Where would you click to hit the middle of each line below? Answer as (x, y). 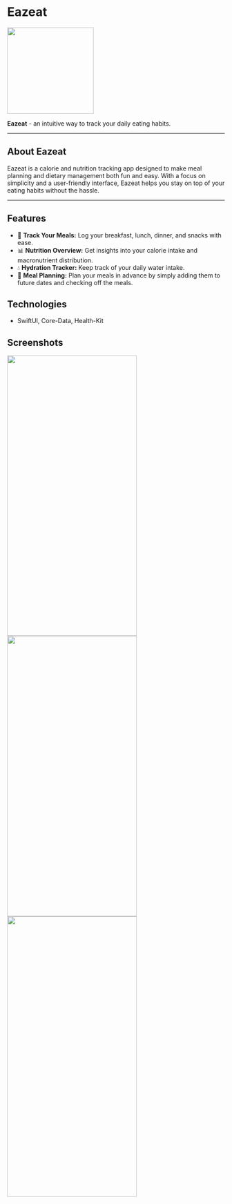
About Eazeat (37, 152)
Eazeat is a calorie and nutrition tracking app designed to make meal (105, 168)
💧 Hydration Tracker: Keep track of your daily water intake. (101, 267)
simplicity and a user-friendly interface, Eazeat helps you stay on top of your (116, 183)
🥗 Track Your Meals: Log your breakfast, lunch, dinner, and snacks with (119, 235)
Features (27, 219)
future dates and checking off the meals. (75, 282)
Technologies (37, 304)
